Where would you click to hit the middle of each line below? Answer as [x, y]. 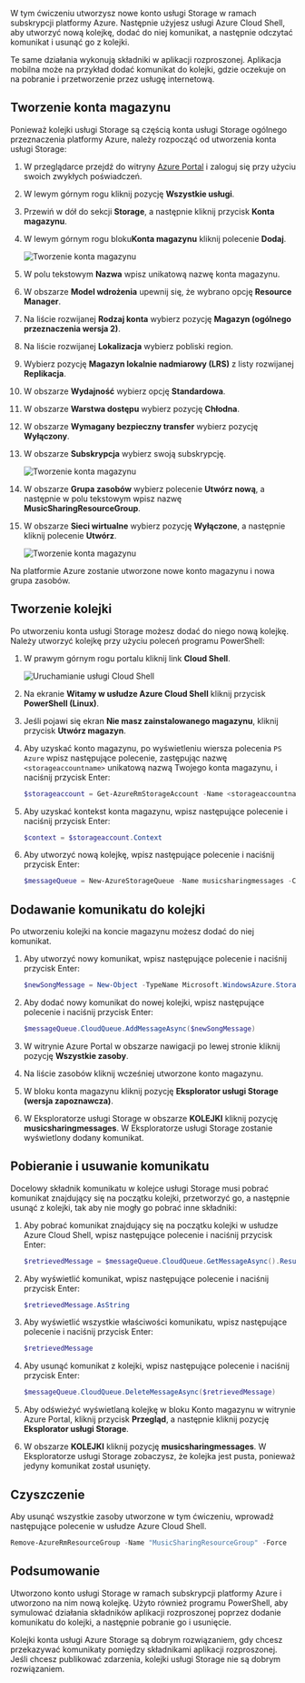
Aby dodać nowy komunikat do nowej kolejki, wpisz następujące [144, 1002]
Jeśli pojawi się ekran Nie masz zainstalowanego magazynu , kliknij [151, 721]
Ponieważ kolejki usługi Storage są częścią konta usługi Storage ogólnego [149, 129]
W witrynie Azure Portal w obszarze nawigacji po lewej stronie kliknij [152, 1046]
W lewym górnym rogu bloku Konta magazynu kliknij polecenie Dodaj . [155, 238]
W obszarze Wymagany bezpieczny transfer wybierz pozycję [141, 426]
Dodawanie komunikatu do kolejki [108, 909]
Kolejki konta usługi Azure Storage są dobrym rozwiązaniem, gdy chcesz [147, 1639]
